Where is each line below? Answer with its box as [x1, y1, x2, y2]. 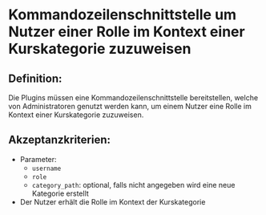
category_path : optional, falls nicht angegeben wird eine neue [31, 180, 236, 189]
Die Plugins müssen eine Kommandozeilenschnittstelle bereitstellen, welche [8, 93, 259, 102]
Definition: [8, 71, 62, 85]
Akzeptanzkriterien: [8, 133, 111, 147]
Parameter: [19, 154, 58, 164]
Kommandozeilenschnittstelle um [8, 6, 237, 24]
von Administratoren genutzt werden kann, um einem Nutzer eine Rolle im [8, 102, 252, 111]
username [31, 164, 62, 172]
